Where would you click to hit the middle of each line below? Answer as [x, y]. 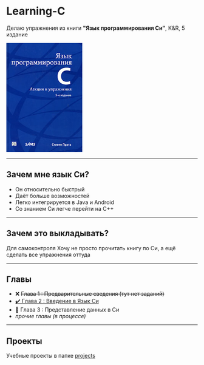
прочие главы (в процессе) [50, 316]
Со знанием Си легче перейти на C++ [64, 208]
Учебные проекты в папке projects [51, 356]
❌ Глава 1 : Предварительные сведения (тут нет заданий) [90, 294]
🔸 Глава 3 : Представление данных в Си [67, 310]
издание [17, 34]
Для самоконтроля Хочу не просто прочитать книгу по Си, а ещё [91, 248]
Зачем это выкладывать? [58, 234]
